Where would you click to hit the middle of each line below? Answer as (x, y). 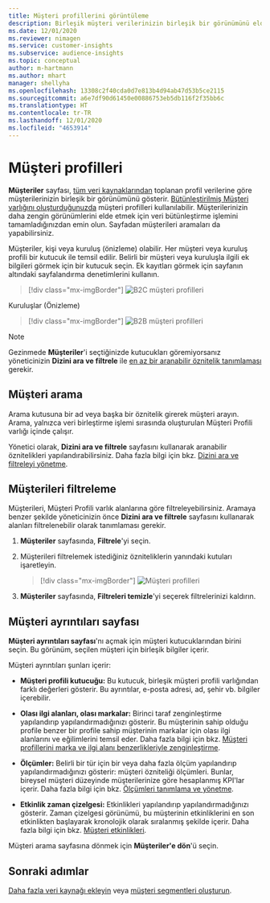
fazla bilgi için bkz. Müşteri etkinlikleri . (83, 831)
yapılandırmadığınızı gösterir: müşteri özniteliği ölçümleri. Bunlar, (127, 772)
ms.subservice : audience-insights (66, 53)
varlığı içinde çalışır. (41, 431)
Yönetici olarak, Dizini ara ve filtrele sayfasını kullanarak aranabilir (118, 447)
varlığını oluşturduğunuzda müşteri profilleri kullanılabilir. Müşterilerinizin (128, 207)
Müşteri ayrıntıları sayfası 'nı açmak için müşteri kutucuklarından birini (125, 641)
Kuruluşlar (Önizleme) (44, 305)
